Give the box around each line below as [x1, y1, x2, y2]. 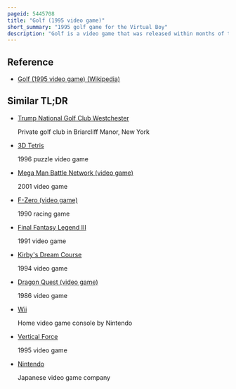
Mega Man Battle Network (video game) [17, 168, 133, 177]
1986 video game [17, 291, 68, 300]
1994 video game [17, 264, 68, 272]
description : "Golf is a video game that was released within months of [7, 30, 225, 37]
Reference [7, 56, 54, 68]
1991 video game [17, 237, 67, 245]
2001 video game [17, 182, 68, 190]
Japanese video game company [17, 373, 111, 381]
